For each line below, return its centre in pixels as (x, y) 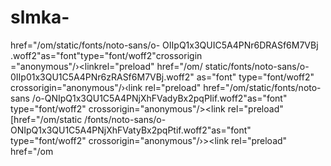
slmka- (40, 17)
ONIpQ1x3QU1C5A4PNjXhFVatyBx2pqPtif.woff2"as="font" (131, 130)
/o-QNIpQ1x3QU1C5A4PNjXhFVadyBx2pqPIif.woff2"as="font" (159, 98)
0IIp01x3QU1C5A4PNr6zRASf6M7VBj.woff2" (102, 77)
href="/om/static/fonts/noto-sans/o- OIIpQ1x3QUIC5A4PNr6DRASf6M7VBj (164, 45)
